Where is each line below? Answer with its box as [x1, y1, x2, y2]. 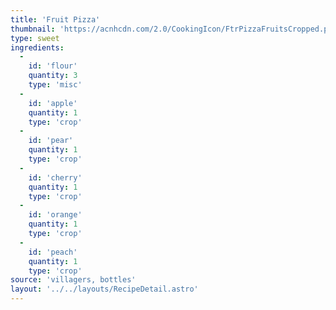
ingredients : [10, 42, 65, 53]
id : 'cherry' [28, 172, 83, 183]
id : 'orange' [28, 210, 83, 220]
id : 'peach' [28, 247, 78, 257]
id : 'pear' [28, 136, 74, 146]
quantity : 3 [28, 71, 78, 81]
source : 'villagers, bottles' [10, 275, 137, 285]
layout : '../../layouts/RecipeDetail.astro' [10, 284, 199, 295]
